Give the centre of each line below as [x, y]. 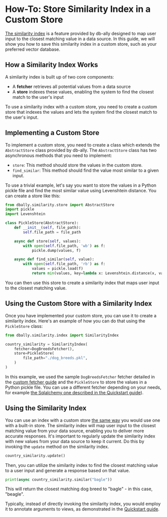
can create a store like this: [33, 196]
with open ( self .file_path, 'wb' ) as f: [64, 246]
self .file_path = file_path [52, 232]
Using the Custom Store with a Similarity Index [79, 304]
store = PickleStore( [34, 354]
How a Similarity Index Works [52, 65]
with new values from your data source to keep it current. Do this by [75, 441]
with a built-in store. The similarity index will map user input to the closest [81, 425]
